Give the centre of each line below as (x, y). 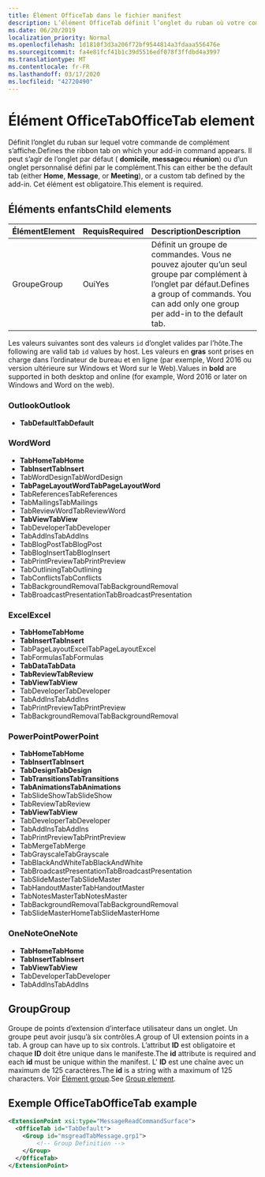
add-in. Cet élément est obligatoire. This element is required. (106, 184)
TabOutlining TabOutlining (61, 569)
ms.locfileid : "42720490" (50, 81)
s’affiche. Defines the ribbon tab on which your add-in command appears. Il (130, 151)
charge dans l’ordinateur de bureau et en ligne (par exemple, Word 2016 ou (130, 360)
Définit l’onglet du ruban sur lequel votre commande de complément (119, 142)
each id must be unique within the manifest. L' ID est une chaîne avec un (126, 1062)
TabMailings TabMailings (59, 502)
